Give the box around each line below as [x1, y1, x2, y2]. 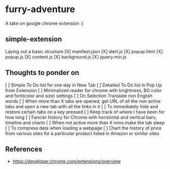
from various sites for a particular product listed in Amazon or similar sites [5, 130, 159, 136]
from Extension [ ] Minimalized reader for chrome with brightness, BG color [5, 87, 162, 93]
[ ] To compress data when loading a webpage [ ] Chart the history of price [5, 125, 162, 131]
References [5, 145, 42, 153]
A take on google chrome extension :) [5, 20, 83, 26]
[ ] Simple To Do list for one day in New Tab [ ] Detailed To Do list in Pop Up [5, 82, 162, 88]
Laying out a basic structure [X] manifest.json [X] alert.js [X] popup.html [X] [5, 48, 163, 54]
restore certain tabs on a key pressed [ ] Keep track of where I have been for [5, 109, 165, 115]
